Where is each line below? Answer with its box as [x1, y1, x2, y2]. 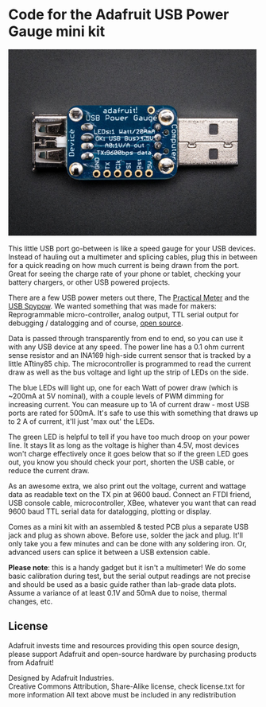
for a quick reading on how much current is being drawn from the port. [8, 260, 240, 270]
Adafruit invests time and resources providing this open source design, [8, 640, 241, 650]
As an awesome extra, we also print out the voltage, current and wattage [8, 481, 246, 491]
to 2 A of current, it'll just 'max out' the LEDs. [8, 416, 155, 426]
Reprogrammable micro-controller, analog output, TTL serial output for [8, 309, 240, 319]
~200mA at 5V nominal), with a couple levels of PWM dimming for [8, 391, 224, 401]
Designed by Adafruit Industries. [8, 673, 114, 682]
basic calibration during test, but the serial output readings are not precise [8, 571, 252, 581]
